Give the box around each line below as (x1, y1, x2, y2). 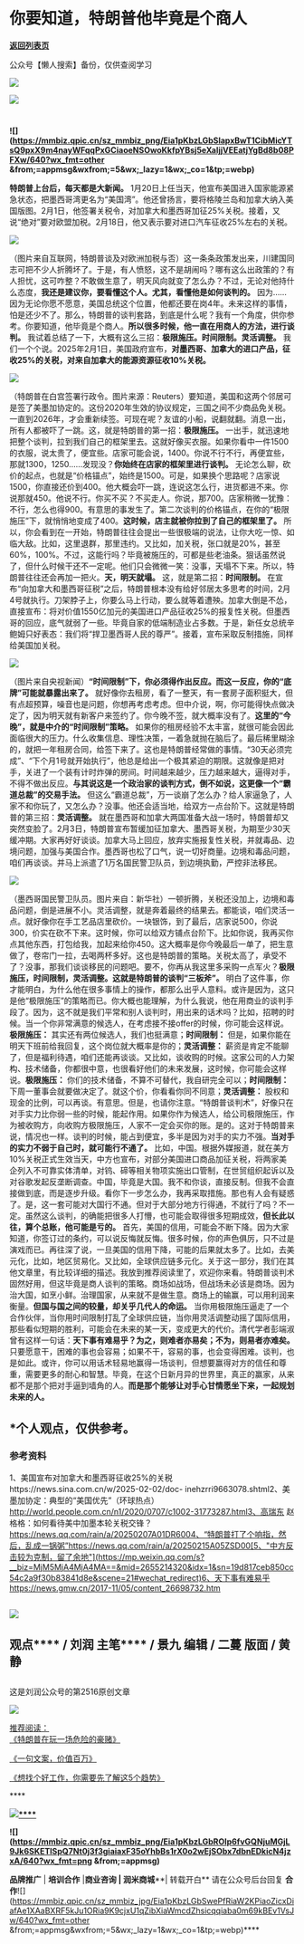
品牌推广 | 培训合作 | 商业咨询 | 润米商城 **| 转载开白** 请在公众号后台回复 (9, 1873, 283, 1884)
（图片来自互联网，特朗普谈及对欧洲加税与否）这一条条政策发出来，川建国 (9, 253, 287, 263)
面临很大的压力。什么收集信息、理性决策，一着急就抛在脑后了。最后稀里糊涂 (9, 733, 295, 743)
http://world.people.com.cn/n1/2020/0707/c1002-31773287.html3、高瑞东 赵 (9, 1506, 295, 1517)
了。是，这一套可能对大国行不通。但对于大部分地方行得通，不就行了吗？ (9, 1199, 279, 1210)
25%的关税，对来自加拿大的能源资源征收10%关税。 (16, 355, 211, 366)
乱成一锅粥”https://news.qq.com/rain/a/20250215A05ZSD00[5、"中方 (24, 1540, 287, 1551)
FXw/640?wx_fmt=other (9, 155, 105, 166)
